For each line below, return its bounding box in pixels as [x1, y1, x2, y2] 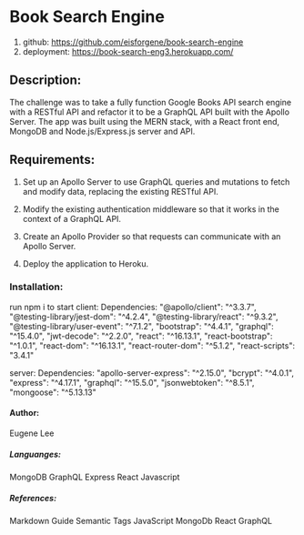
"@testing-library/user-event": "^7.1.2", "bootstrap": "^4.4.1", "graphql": [9, 320, 275, 331]
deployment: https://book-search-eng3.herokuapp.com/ [22, 45, 234, 56]
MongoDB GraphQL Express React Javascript [9, 471, 180, 483]
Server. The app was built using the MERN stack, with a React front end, [9, 116, 280, 126]
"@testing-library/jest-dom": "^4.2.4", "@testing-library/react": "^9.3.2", [9, 311, 279, 322]
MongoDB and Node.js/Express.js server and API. [9, 126, 196, 136]
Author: [9, 408, 40, 419]
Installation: [9, 280, 64, 293]
